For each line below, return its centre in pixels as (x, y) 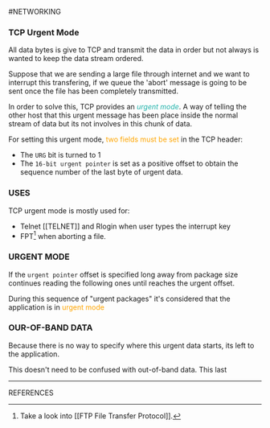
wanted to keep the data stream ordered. (76, 59)
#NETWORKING (35, 12)
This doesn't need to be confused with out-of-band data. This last (118, 369)
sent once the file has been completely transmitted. (94, 91)
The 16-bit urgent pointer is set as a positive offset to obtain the (129, 163)
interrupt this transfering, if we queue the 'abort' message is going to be (128, 83)
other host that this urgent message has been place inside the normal (123, 115)
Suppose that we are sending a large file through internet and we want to (129, 74)
